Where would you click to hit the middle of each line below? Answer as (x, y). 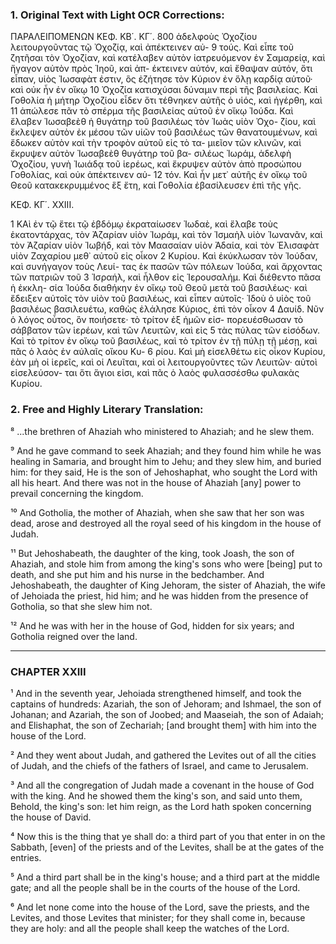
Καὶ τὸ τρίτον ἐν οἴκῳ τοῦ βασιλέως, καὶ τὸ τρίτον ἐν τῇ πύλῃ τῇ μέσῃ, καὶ (164, 341)
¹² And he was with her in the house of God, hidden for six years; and (152, 625)
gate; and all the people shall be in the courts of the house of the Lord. (155, 887)
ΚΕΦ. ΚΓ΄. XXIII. (42, 205)
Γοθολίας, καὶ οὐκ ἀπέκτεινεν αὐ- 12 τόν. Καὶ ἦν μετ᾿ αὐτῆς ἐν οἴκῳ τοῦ (159, 175)
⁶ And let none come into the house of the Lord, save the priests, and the (160, 907)
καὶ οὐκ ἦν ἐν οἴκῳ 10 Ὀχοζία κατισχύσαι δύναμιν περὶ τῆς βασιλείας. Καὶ (164, 90)
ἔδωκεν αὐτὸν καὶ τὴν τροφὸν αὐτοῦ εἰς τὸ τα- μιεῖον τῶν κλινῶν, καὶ (156, 143)
